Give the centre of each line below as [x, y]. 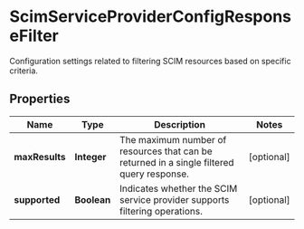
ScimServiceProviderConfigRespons [151, 17]
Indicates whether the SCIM [178, 188]
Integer [90, 157]
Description [180, 124]
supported [37, 199]
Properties [40, 99]
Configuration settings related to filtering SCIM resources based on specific [150, 61]
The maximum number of [173, 139]
